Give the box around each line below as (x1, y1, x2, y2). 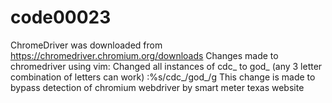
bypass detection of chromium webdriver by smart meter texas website (10, 81, 305, 93)
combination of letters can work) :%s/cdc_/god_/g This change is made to (10, 71, 316, 83)
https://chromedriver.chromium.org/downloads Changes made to (10, 49, 279, 61)
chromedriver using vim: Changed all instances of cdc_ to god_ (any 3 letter (10, 60, 323, 72)
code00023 (10, 6, 112, 29)
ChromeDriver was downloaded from (10, 39, 163, 51)
